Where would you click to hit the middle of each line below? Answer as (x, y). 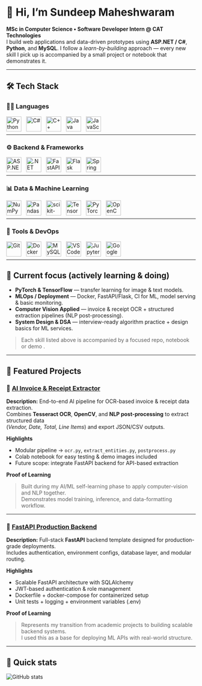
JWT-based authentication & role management (73, 589)
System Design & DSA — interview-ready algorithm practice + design (101, 322)
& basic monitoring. (39, 303)
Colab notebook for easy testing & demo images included (86, 457)
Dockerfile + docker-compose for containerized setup (82, 595)
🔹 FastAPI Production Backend (52, 526)
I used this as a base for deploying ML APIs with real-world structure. (107, 638)
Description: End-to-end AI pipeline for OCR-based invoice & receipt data (98, 401)
